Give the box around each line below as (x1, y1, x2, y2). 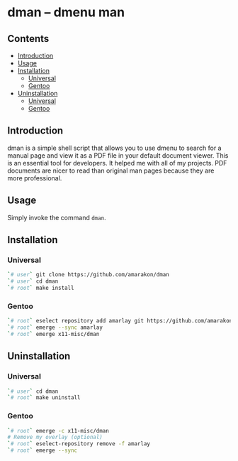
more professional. (7, 173, 62, 182)
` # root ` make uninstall (7, 394, 81, 401)
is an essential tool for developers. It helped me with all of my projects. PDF (7, 158, 227, 167)
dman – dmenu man (7, 4, 125, 21)
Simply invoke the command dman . (7, 213, 106, 222)
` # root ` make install (7, 285, 74, 292)
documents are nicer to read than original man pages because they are (7, 166, 215, 175)
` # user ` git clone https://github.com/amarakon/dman (7, 271, 170, 278)
